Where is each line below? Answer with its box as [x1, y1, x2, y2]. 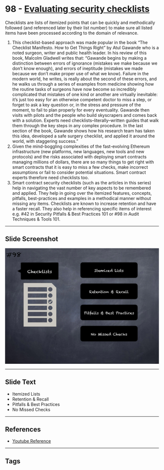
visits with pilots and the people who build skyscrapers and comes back [12, 112, 157, 118]
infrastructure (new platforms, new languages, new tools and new [12, 148, 145, 155]
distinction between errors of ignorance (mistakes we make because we [12, 60, 158, 66]
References [5, 425, 41, 433]
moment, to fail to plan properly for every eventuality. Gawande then [12, 107, 150, 113]
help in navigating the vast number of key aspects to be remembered [12, 185, 151, 191]
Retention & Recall [12, 396, 49, 402]
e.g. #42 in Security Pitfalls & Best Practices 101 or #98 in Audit [12, 211, 139, 217]
